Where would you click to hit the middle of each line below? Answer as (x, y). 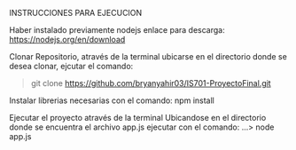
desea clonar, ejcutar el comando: (71, 66)
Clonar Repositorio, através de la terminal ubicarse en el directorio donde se (148, 56)
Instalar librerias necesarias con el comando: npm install (112, 100)
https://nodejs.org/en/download (67, 39)
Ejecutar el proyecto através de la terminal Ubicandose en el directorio (138, 118)
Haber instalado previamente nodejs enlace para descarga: (117, 30)
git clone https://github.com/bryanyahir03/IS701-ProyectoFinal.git (151, 83)
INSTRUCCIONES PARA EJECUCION (76, 13)
